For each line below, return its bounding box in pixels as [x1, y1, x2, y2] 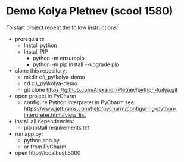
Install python [23, 42, 58, 49]
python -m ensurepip [32, 54, 85, 61]
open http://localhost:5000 [14, 149, 81, 156]
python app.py [23, 136, 60, 144]
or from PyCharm [23, 143, 67, 150]
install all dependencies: [14, 117, 74, 124]
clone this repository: [14, 67, 67, 74]
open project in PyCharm [14, 92, 76, 99]
